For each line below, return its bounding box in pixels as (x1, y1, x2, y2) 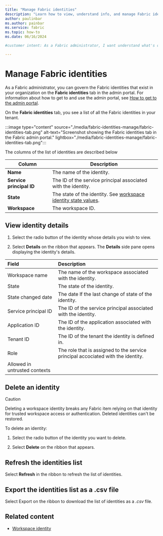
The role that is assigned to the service (58, 346, 147, 353)
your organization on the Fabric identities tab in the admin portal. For (5, 90, 144, 96)
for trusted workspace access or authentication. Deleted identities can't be (5, 411, 155, 417)
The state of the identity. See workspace (52, 191, 145, 197)
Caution (5, 396, 21, 402)
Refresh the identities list (5, 459, 82, 467)
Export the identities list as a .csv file (5, 485, 119, 494)
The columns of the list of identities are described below (5, 149, 118, 155)
